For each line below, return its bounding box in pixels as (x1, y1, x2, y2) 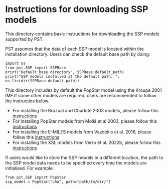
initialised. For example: (5, 165, 54, 171)
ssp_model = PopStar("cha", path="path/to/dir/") (5, 179, 111, 184)
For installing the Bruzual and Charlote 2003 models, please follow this (12, 107, 159, 113)
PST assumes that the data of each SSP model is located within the (5, 46, 144, 52)
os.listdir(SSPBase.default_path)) (5, 78, 80, 83)
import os (5, 61, 26, 66)
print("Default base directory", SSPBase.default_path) (5, 69, 124, 75)
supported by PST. (5, 36, 44, 42)
